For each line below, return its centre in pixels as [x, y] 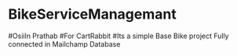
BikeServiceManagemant [92, 14]
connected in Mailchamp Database [64, 44]
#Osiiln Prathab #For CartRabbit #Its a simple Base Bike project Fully [118, 36]
